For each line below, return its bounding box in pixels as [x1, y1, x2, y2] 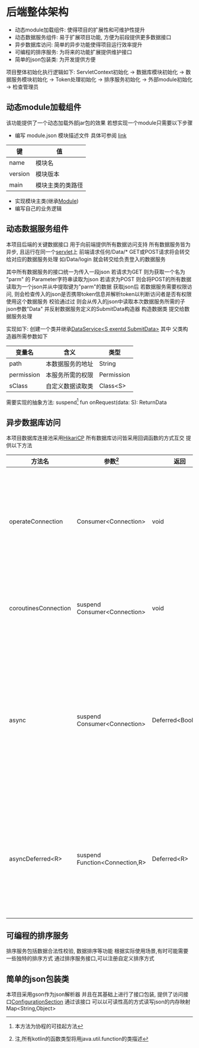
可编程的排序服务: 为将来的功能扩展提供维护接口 [14, 48, 132, 55]
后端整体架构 [6, 5, 69, 19]
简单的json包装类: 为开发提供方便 [14, 56, 96, 63]
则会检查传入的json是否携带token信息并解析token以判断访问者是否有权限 [14, 290, 192, 297]
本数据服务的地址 [46, 359, 94, 368]
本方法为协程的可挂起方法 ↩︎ [14, 1022, 84, 1030]
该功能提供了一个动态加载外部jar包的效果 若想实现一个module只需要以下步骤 [6, 119, 193, 126]
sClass [9, 381, 28, 390]
